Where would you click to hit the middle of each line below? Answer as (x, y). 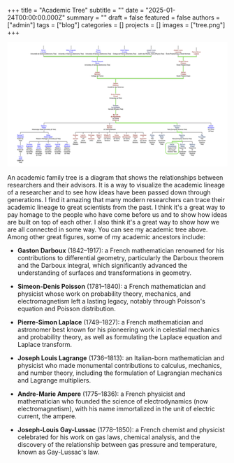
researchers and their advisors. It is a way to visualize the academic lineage (116, 185)
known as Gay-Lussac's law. (58, 452)
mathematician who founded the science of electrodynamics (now (112, 401)
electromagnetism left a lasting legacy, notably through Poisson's (111, 301)
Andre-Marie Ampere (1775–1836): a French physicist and (101, 394)
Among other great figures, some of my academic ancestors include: (106, 236)
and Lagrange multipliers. (54, 380)
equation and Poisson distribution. (67, 308)
